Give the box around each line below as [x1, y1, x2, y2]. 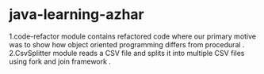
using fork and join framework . [9, 57, 112, 66]
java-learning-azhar [9, 6, 145, 24]
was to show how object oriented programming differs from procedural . [9, 39, 245, 49]
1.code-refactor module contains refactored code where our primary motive [9, 31, 257, 41]
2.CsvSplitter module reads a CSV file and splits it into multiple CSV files [9, 48, 245, 57]
